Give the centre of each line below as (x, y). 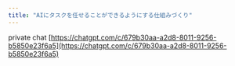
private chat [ (30, 37)
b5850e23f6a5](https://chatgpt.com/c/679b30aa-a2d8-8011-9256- (117, 45)
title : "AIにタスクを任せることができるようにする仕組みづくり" (100, 15)
